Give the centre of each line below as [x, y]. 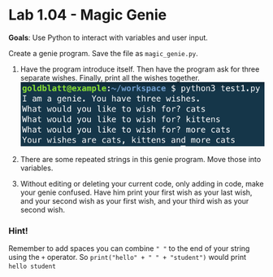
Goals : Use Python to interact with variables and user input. [108, 37]
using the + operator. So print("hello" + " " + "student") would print [127, 257]
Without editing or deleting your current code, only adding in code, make [142, 183]
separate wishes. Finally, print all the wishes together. [110, 77]
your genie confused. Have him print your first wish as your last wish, [136, 192]
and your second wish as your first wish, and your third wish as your [134, 200]
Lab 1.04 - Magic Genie [88, 15]
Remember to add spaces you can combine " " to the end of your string [129, 248]
